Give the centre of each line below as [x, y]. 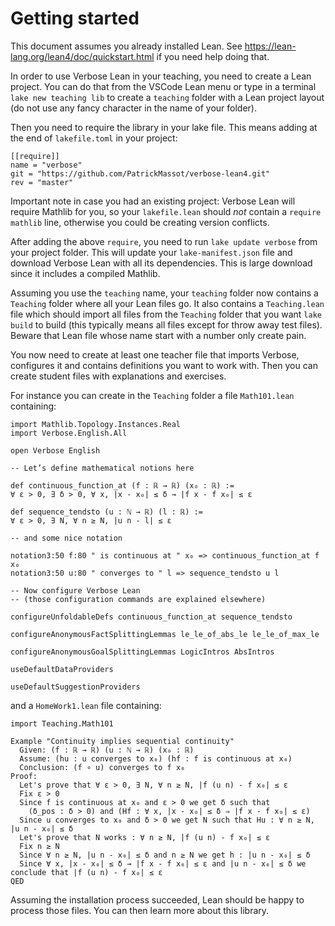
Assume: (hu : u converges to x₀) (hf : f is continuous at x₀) [156, 758]
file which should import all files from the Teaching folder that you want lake [166, 314]
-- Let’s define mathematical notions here [102, 468]
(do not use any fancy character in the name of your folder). [133, 108]
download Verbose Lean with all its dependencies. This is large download [161, 263]
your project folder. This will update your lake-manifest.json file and [151, 252]
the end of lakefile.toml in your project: [94, 138]
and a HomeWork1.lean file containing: [86, 705]
